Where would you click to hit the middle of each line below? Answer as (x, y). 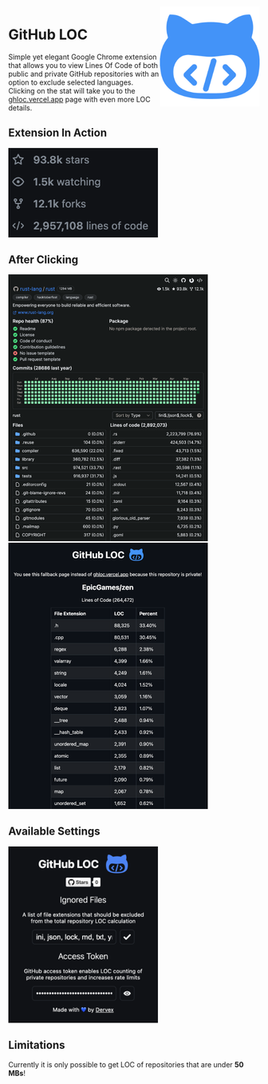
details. (20, 108)
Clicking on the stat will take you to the (72, 90)
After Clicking (43, 259)
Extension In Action (58, 133)
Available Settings (55, 832)
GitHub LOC (48, 35)
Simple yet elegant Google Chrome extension (83, 57)
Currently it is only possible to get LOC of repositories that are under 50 (126, 1064)
